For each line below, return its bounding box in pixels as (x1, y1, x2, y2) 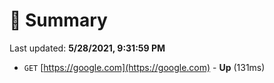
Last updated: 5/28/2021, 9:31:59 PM (9, 42, 166, 54)
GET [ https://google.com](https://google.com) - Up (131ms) (23, 61, 266, 73)
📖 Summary (9, 9, 108, 32)
